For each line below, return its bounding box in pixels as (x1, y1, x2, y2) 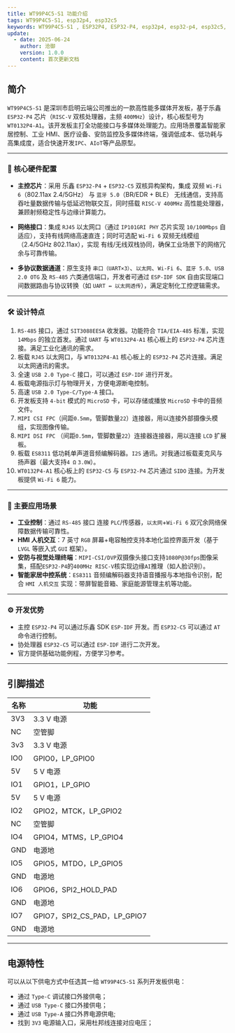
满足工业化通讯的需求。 (29, 344, 98, 352)
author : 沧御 (20, 43, 56, 50)
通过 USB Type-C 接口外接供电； (17, 1001, 108, 1009)
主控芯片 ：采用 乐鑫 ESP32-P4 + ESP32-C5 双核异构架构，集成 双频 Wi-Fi (17, 181, 222, 190)
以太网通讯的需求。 (17, 361, 73, 370)
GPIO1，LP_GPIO (33, 779, 91, 789)
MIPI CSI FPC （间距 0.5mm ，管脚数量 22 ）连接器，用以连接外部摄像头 (17, 414, 212, 422)
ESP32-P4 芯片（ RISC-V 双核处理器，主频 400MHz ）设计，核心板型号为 (7, 112, 204, 120)
